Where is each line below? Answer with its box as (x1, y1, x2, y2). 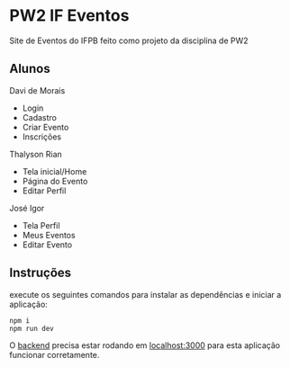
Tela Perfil (22, 219, 60, 230)
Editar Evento (22, 239, 73, 250)
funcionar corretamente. (9, 349, 100, 360)
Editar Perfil (22, 185, 67, 196)
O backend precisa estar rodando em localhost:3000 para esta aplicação (9, 339, 281, 351)
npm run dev (9, 324, 54, 333)
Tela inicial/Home (22, 166, 87, 176)
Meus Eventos (22, 229, 76, 240)
